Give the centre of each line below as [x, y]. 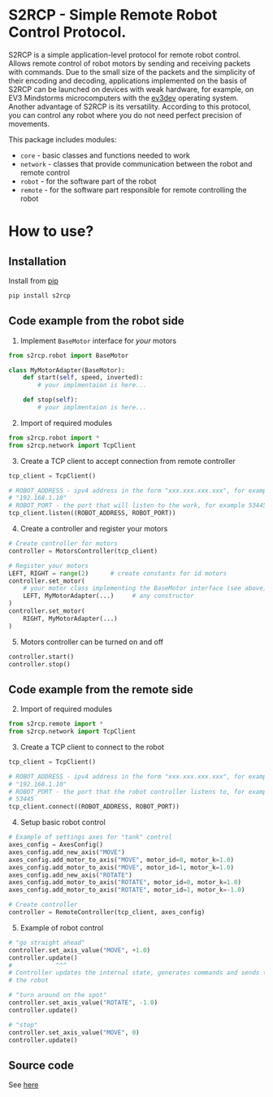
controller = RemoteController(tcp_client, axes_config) [107, 913]
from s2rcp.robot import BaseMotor [69, 355]
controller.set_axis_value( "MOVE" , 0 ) [74, 1032]
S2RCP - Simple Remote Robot [113, 15]
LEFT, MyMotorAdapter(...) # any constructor [109, 596]
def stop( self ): [51, 400]
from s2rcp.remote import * [56, 724]
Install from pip [34, 280]
